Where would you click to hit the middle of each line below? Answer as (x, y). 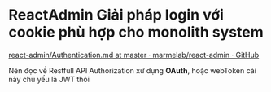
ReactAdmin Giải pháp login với (116, 15)
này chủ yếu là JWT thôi (49, 79)
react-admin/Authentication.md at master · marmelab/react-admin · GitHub (134, 55)
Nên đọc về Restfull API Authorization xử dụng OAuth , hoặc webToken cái (132, 70)
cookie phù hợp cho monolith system (136, 32)
